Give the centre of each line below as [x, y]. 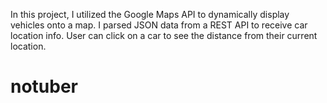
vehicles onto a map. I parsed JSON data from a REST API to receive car [159, 25]
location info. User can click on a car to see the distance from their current [164, 35]
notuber [44, 86]
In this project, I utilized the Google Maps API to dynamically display [150, 14]
